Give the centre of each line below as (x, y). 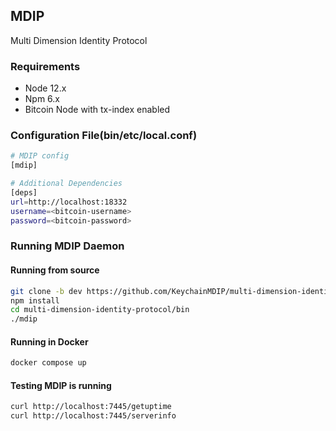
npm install (35, 300)
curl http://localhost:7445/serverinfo (93, 416)
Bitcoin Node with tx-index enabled (97, 110)
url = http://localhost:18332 (69, 202)
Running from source (55, 270)
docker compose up (48, 363)
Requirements (45, 66)
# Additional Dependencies (66, 184)
